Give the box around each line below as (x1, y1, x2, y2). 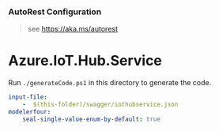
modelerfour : (8, 107, 51, 116)
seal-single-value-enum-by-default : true (22, 115, 160, 123)
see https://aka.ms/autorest (27, 24, 119, 34)
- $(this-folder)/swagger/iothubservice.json (22, 101, 179, 109)
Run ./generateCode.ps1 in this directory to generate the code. (8, 78, 212, 88)
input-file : (8, 93, 47, 101)
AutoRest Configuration (8, 6, 102, 17)
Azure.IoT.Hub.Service (8, 52, 162, 69)
